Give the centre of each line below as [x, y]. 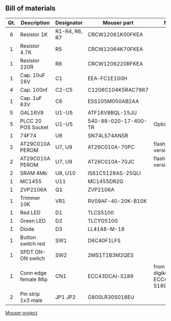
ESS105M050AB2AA [113, 101]
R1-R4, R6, [69, 31]
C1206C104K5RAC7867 [118, 90]
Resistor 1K [34, 34]
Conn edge [33, 273]
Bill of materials [31, 8]
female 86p [34, 279]
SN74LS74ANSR [108, 135]
